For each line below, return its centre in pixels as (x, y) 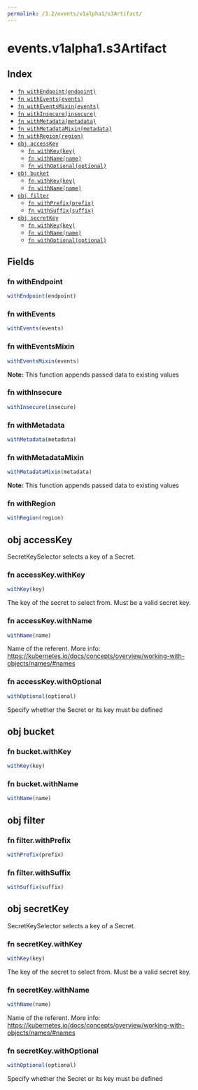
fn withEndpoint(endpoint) (57, 92)
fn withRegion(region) (50, 136)
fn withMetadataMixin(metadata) (64, 129)
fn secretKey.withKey (45, 944)
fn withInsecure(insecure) (57, 114)
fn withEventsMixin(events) (58, 106)
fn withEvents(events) (50, 99)
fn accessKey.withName (50, 621)
